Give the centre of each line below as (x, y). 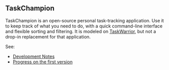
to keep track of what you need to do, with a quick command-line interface (84, 26)
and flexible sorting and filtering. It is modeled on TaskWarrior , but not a (81, 31)
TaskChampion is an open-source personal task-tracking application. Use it (85, 20)
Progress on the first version (43, 62)
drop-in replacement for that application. (48, 37)
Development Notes (34, 56)
